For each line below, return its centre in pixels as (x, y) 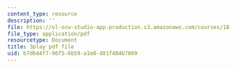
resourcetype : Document (42, 40)
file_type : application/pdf (49, 34)
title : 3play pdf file (41, 47)
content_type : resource (42, 14)
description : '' (31, 21)
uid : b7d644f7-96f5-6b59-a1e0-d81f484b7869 (73, 54)
